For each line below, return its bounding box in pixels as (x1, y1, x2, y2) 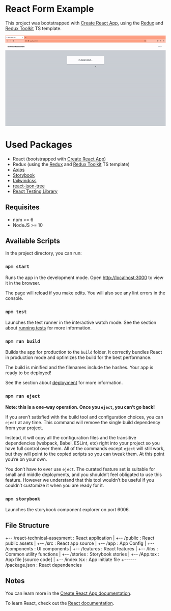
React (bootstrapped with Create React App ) (12, 156, 106, 162)
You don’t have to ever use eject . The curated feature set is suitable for (5, 466, 155, 472)
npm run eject (5, 393, 40, 399)
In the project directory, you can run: (5, 250, 82, 256)
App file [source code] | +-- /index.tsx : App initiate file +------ (5, 556, 137, 563)
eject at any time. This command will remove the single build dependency (5, 419, 161, 425)
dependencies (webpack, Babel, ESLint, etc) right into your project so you (5, 440, 160, 446)
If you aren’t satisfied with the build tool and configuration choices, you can (5, 413, 164, 420)
